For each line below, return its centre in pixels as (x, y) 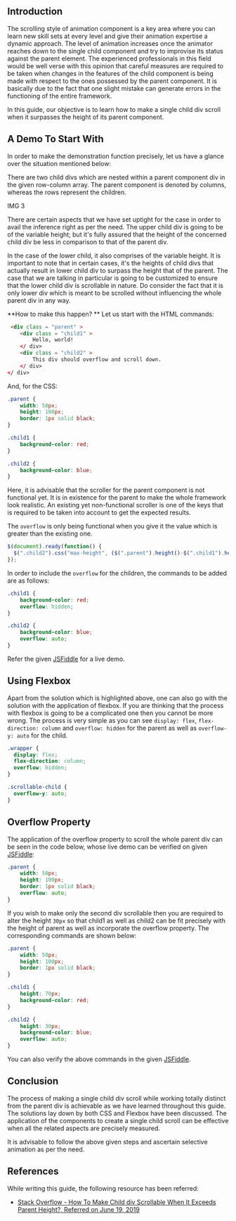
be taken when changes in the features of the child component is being (110, 73)
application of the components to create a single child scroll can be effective (118, 1120)
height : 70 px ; (40, 994)
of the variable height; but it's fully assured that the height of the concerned (117, 234)
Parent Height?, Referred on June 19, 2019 (79, 1209)
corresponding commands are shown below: (72, 935)
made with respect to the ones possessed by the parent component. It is (112, 81)
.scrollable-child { (38, 787)
